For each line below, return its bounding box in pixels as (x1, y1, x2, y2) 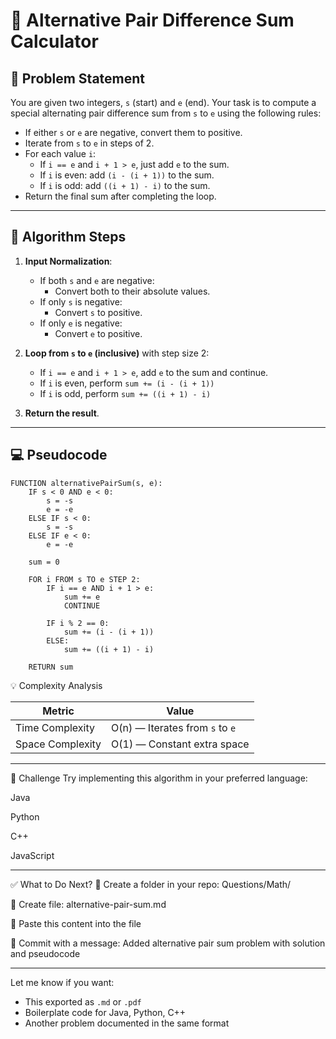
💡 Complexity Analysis (10, 679, 103, 691)
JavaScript (10, 849, 55, 861)
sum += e (63, 592, 101, 602)
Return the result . (24, 407, 100, 419)
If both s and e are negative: (39, 274, 155, 286)
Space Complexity (15, 737, 102, 751)
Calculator (10, 30, 99, 53)
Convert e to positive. (54, 327, 143, 339)
